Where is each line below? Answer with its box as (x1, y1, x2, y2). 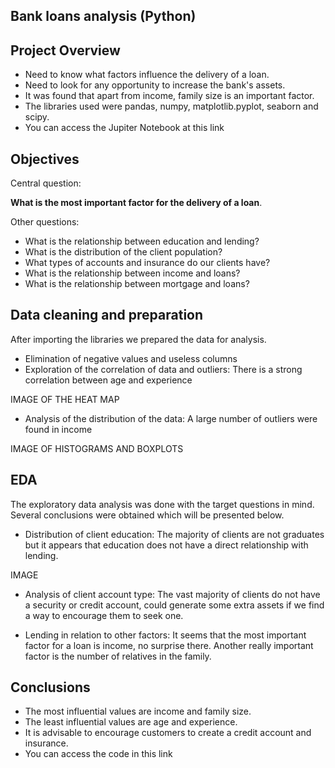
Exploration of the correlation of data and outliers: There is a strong (24, 363, 303, 375)
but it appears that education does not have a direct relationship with (24, 539, 309, 551)
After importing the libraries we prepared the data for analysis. (10, 333, 267, 345)
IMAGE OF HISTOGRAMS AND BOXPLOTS (10, 442, 184, 454)
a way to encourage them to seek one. (24, 609, 184, 621)
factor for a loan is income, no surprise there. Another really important (24, 639, 314, 651)
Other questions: (10, 216, 80, 228)
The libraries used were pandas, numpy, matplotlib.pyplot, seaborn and (24, 100, 319, 113)
